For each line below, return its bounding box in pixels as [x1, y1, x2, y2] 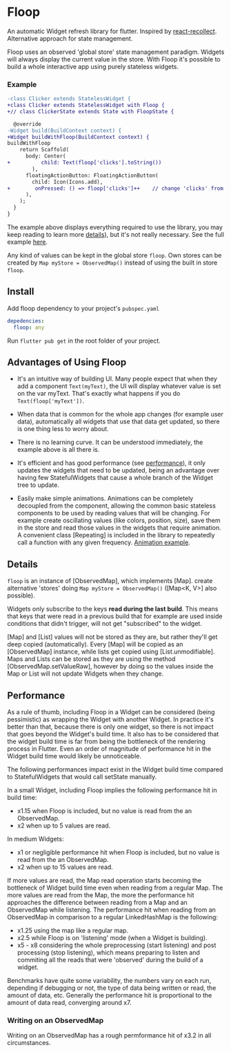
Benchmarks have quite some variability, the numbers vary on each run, [7, 976, 212, 984]
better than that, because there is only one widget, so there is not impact [7, 723, 214, 731]
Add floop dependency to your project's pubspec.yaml [7, 304, 160, 312]
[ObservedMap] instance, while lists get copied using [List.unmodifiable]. [7, 647, 215, 656]
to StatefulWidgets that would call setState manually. [7, 772, 157, 781]
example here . [7, 238, 48, 246]
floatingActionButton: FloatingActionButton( [25, 172, 159, 179]
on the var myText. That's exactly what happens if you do [17, 390, 181, 398]
